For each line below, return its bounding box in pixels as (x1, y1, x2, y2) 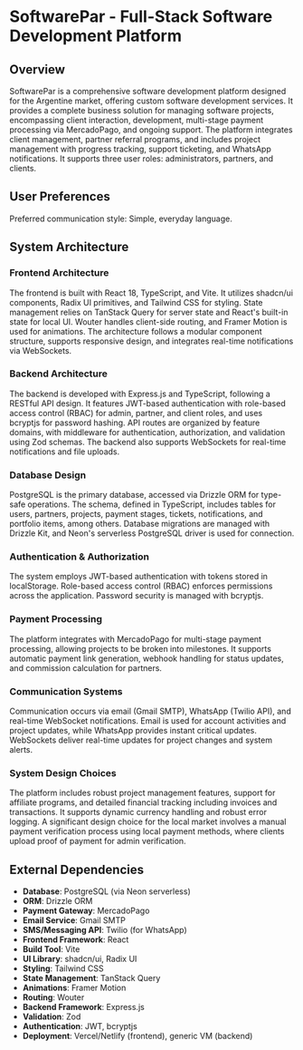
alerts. (9, 744, 33, 754)
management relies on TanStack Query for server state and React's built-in (9, 306, 289, 317)
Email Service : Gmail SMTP (22, 915, 127, 926)
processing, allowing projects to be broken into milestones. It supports (9, 643, 271, 654)
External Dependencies (9, 861, 145, 877)
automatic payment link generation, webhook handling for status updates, (9, 653, 285, 664)
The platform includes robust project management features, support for (9, 787, 276, 799)
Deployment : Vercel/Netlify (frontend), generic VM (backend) (22, 1031, 253, 1042)
